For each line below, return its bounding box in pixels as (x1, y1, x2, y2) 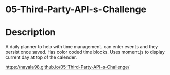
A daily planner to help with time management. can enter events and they (5, 44, 158, 50)
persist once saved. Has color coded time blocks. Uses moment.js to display (5, 49, 165, 55)
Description (5, 27, 56, 39)
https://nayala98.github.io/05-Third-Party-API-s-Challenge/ (5, 64, 130, 70)
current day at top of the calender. (5, 54, 77, 60)
